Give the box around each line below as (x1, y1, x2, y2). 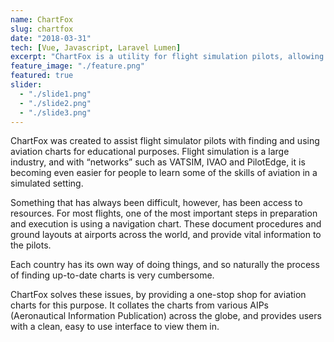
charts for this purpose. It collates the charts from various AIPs (10, 299, 270, 311)
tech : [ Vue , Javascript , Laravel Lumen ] (10, 42, 182, 53)
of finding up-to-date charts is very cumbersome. (10, 269, 215, 281)
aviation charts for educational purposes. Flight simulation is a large (10, 146, 290, 158)
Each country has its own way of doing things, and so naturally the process (10, 259, 320, 271)
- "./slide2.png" (19, 98, 92, 108)
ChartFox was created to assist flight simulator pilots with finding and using (10, 135, 320, 147)
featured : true (10, 71, 74, 81)
